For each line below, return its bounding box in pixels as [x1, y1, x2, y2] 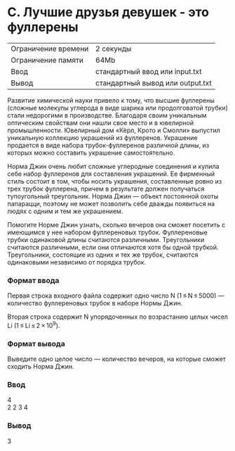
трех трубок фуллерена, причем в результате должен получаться [7, 184, 205, 193]
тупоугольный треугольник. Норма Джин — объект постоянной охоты [7, 191, 219, 201]
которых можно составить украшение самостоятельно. [7, 148, 175, 157]
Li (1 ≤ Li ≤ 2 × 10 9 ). [7, 320, 60, 329]
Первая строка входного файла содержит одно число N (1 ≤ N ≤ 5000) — [7, 291, 224, 300]
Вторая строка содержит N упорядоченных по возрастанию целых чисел [7, 312, 228, 321]
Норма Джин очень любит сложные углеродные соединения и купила [7, 162, 220, 170]
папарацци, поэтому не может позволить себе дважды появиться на [7, 199, 215, 208]
